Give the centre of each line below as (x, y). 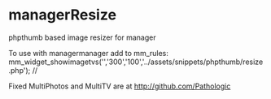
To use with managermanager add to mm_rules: (89, 53)
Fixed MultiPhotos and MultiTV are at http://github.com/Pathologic (120, 86)
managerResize (62, 15)
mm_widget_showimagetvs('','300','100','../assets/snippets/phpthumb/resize (136, 62)
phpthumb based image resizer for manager (82, 37)
